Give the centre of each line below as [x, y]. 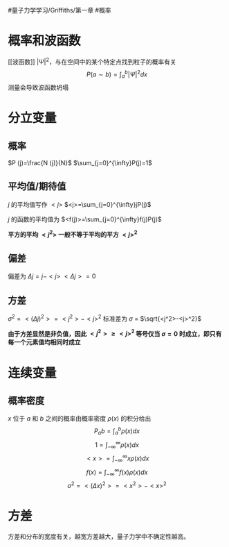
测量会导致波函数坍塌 [38, 87]
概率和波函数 [45, 41]
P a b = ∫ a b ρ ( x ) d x [117, 431]
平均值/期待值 [37, 186]
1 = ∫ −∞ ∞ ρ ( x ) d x [117, 445]
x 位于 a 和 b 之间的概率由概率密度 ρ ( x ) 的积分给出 [80, 419]
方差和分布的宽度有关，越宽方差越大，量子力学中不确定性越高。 [99, 536]
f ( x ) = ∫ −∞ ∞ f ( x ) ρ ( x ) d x [117, 472]
